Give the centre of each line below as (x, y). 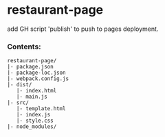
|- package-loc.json (37, 73)
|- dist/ (20, 85)
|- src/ (18, 103)
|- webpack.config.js (38, 79)
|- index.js (33, 115)
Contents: (24, 47)
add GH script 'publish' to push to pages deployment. (83, 29)
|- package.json (30, 67)
